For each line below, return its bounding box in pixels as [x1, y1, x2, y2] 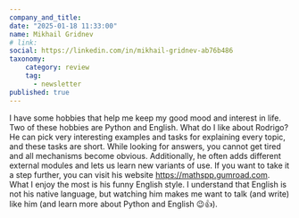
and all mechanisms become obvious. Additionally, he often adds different [9, 150, 281, 161]
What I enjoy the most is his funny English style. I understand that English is [9, 179, 287, 189]
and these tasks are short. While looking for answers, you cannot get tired [9, 140, 281, 152]
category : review [25, 63, 90, 72]
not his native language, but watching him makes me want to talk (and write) [9, 189, 290, 199]
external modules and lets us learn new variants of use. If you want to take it [9, 160, 290, 171]
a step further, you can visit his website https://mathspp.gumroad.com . [9, 169, 270, 180]
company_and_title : [9, 13, 82, 22]
